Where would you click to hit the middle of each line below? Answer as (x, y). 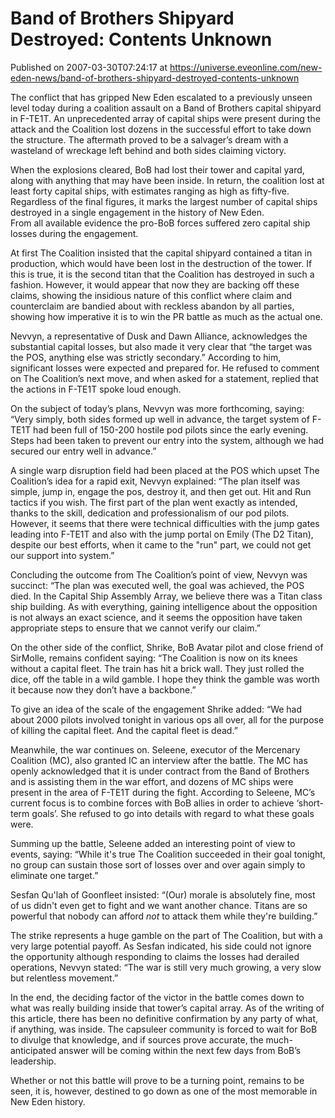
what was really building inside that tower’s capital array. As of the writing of (167, 1008)
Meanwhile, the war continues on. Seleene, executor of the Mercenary (155, 749)
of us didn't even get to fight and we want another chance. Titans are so (159, 905)
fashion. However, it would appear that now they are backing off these (155, 284)
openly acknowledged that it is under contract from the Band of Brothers (160, 771)
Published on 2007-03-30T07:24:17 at (89, 67)
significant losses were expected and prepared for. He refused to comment (165, 368)
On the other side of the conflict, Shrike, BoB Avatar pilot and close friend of (167, 647)
